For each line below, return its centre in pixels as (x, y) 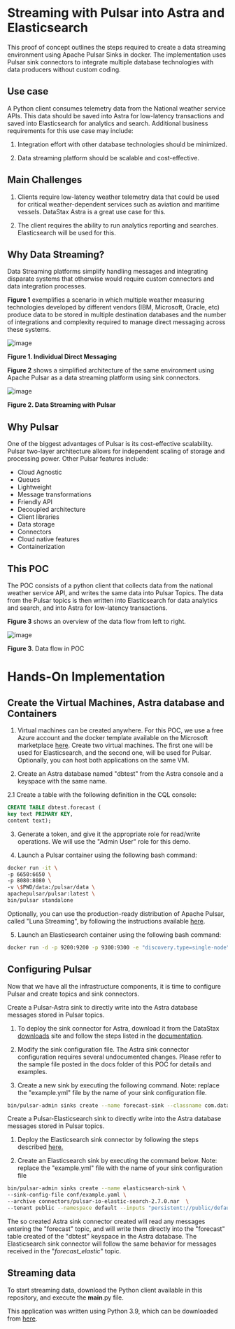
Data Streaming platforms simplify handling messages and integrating (108, 272)
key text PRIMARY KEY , (40, 814)
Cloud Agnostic (40, 472)
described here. (40, 1147)
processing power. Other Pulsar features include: (78, 459)
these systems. (29, 330)
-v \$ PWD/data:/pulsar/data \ (51, 887)
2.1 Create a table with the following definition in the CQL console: (102, 795)
